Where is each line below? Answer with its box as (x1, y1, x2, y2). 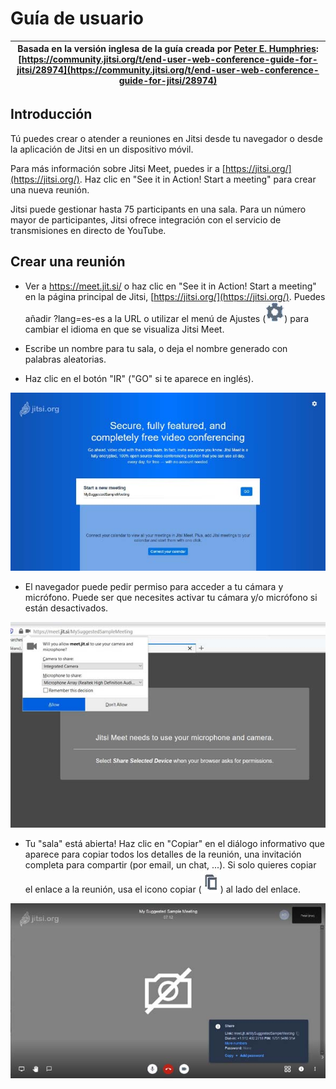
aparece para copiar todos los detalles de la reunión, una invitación (24, 848, 302, 860)
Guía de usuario (10, 7, 144, 30)
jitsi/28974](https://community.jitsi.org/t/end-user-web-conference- (16, 64, 320, 76)
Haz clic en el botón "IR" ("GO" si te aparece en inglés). (24, 372, 254, 384)
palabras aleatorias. (24, 353, 107, 365)
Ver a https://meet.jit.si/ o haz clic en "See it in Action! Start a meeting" (24, 280, 317, 292)
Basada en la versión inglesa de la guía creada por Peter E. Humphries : (17, 43, 319, 55)
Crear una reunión (10, 253, 126, 271)
